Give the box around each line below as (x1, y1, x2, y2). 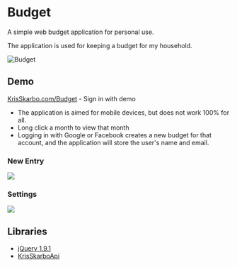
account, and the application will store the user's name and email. (17, 138, 209, 147)
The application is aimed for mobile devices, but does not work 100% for (17, 108, 230, 117)
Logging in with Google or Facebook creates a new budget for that (17, 130, 212, 139)
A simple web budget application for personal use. (7, 28, 154, 36)
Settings (7, 189, 37, 199)
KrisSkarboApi (17, 252, 60, 261)
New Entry (7, 156, 45, 166)
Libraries (7, 225, 47, 237)
